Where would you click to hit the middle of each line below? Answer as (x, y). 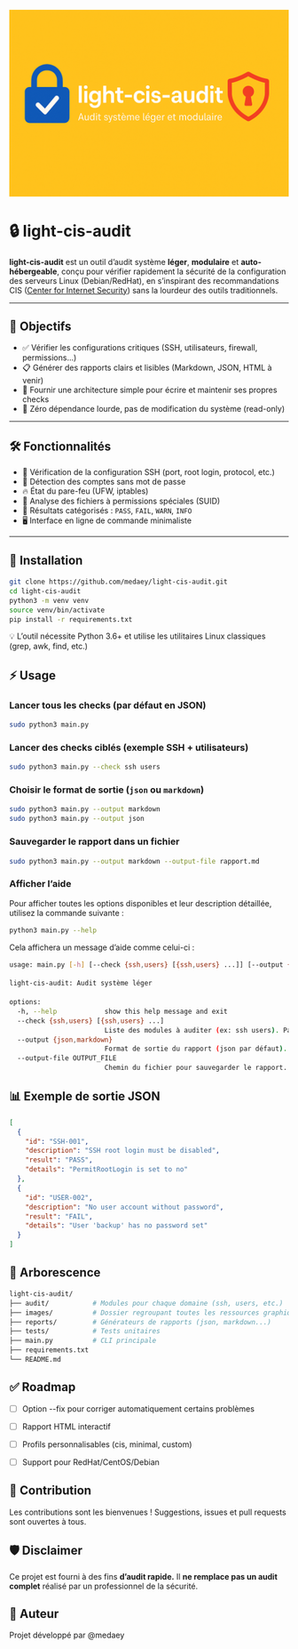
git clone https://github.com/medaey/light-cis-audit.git (118, 582)
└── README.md (35, 1360)
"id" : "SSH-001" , (57, 1141)
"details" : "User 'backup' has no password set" (117, 1226)
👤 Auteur (34, 1614)
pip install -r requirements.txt (71, 619)
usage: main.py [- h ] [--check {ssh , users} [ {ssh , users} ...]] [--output (146, 965)
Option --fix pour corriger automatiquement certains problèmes (138, 1408)
